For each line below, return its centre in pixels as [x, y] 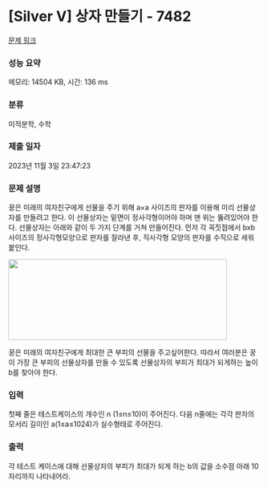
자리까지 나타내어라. [39, 476]
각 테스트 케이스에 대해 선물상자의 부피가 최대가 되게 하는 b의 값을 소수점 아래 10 [133, 466]
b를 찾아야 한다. [33, 372]
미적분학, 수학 [30, 124]
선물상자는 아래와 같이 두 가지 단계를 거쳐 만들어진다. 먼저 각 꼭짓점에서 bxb [137, 228]
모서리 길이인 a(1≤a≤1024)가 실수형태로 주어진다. [85, 424]
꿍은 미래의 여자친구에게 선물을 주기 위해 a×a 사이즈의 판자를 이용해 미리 [121, 207]
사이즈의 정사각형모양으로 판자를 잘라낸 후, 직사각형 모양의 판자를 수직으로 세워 [131, 238]
